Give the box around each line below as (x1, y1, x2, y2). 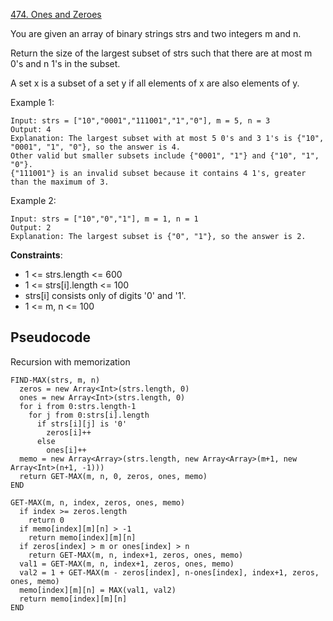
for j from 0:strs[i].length (28, 410, 150, 420)
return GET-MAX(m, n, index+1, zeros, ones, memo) (28, 550, 244, 560)
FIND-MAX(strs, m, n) (10, 375, 101, 385)
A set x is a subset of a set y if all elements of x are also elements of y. (10, 77, 300, 89)
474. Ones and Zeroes (10, 9, 102, 20)
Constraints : (10, 249, 63, 261)
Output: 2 (10, 223, 52, 233)
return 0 (28, 515, 65, 525)
